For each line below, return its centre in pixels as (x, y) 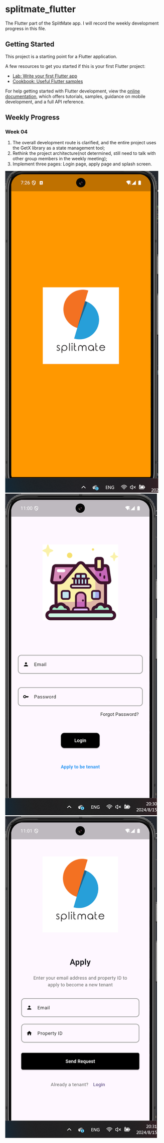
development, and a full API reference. (45, 102)
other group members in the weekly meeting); (60, 159)
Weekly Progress (33, 117)
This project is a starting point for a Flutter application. (61, 56)
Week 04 (17, 132)
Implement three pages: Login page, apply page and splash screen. (82, 164)
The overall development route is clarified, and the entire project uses (84, 143)
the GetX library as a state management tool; (59, 148)
